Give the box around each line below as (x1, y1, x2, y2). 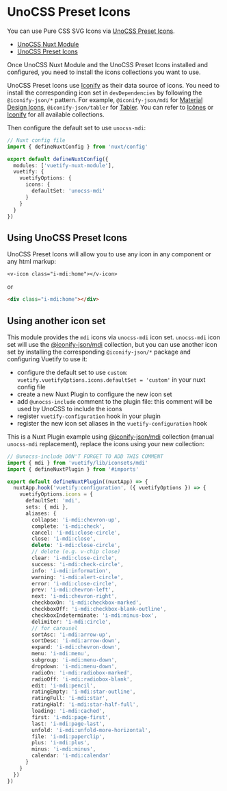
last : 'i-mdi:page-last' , (31, 720, 106, 727)
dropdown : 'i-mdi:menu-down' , (31, 663, 118, 670)
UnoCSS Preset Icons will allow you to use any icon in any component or (7, 250, 212, 258)
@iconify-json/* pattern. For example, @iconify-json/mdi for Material (7, 95, 203, 104)
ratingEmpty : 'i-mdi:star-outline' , (31, 688, 136, 696)
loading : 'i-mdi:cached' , (31, 707, 106, 715)
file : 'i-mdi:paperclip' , (31, 733, 106, 740)
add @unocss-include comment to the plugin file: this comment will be (16, 397, 213, 405)
